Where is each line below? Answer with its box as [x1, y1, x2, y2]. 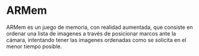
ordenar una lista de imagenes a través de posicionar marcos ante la [6, 30, 176, 37]
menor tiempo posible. [6, 43, 62, 50]
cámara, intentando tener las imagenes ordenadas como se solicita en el [6, 36, 187, 43]
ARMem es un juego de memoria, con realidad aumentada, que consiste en [6, 23, 193, 31]
